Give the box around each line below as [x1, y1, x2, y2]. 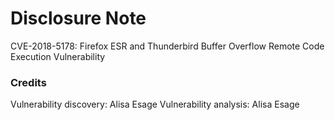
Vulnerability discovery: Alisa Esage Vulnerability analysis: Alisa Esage [10, 98, 300, 111]
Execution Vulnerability [10, 50, 106, 62]
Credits [10, 75, 47, 89]
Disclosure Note [10, 7, 147, 30]
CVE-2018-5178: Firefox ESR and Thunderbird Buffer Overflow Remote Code [10, 40, 325, 52]
